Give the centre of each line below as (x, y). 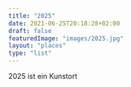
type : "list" (30, 53)
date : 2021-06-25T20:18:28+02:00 (64, 23)
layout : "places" (37, 46)
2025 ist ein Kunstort (43, 76)
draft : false (30, 31)
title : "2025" (32, 16)
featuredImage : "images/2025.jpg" (66, 38)
